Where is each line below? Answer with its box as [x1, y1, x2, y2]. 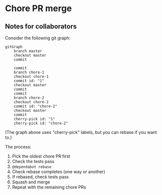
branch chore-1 [14, 70, 45, 75]
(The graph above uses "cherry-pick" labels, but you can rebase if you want [5, 130, 157, 135]
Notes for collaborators [5, 22, 77, 31]
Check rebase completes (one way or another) [12, 169, 106, 175]
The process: [5, 144, 32, 149]
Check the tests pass [12, 159, 55, 164]
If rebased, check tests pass [12, 174, 69, 179]
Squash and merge [12, 179, 50, 185]
